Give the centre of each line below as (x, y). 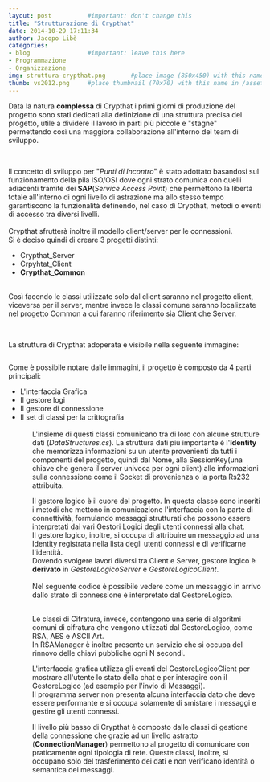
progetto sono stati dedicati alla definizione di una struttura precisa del (125, 114)
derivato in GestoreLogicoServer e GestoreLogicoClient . (125, 569)
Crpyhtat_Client (45, 264)
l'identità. (47, 552)
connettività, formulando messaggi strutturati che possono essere (141, 518)
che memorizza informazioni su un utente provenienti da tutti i (135, 451)
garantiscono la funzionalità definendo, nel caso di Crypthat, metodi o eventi (135, 205)
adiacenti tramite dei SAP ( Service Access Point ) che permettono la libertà (131, 188)
